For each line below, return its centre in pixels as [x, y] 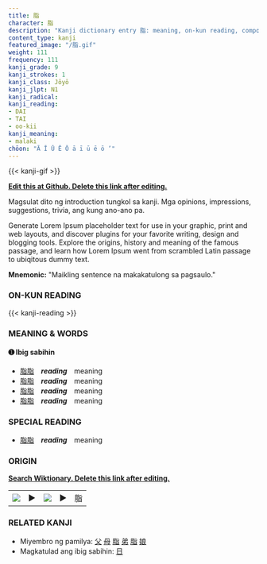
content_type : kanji [43, 38]
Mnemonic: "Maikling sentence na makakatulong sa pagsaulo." [112, 275]
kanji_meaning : [33, 133]
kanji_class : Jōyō [39, 82]
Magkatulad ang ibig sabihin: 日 [71, 551]
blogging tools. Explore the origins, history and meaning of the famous [124, 242]
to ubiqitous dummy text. [49, 260]
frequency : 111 [33, 60]
